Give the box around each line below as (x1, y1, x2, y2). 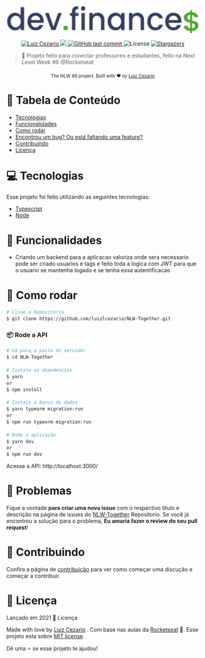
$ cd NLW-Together (6, 354, 53, 361)
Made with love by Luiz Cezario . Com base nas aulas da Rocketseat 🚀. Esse (6, 626, 199, 633)
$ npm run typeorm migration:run (6, 418, 92, 425)
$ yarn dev (6, 438, 34, 445)
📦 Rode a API (6, 331, 48, 339)
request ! (6, 524, 29, 531)
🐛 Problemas (6, 484, 72, 498)
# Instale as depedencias (6, 367, 72, 373)
